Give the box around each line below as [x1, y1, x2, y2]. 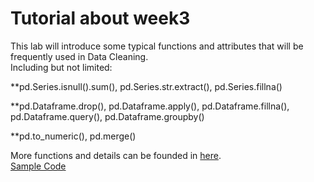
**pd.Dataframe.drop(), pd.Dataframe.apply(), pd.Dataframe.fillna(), [10, 100, 290, 112]
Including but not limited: [10, 61, 113, 73]
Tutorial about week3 [10, 7, 191, 30]
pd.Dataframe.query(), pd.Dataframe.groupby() [10, 110, 205, 122]
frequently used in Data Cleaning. [10, 50, 149, 62]
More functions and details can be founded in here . [10, 149, 222, 161]
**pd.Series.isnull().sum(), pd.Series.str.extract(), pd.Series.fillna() [10, 80, 283, 92]
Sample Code [10, 160, 67, 172]
